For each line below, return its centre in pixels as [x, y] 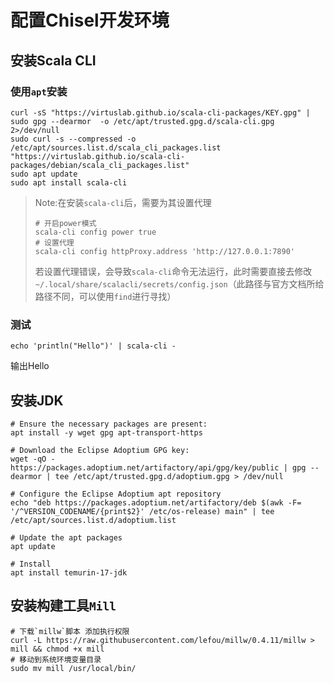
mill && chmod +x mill [57, 649]
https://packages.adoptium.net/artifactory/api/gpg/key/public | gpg [158, 467]
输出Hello [30, 366]
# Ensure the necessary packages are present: [109, 424]
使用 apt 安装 [39, 91]
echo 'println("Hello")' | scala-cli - [93, 346]
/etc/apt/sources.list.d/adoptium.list [93, 520]
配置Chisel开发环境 [90, 20]
